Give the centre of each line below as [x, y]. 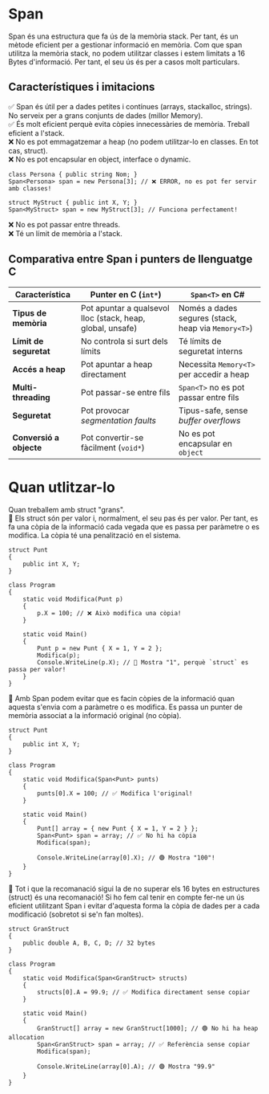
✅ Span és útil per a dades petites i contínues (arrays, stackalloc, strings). [130, 106]
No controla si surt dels [124, 341]
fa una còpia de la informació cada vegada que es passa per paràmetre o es [134, 526]
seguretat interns [211, 351]
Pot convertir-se [112, 437]
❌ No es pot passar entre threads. [64, 224]
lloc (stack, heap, [113, 318]
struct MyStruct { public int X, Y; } [73, 202]
